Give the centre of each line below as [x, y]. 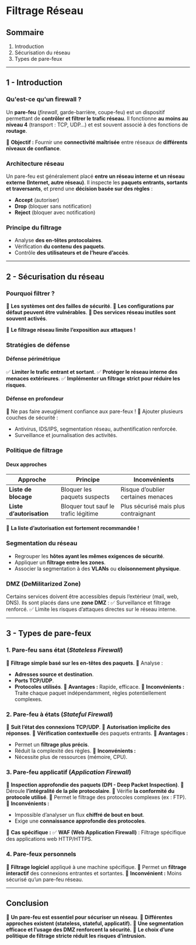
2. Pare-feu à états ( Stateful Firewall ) [60, 714]
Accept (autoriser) [37, 200]
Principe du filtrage [34, 228]
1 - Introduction [34, 83]
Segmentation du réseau [42, 544]
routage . [17, 130]
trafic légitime [80, 514]
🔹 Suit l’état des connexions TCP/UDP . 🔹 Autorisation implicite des [88, 727]
